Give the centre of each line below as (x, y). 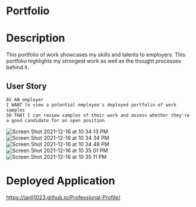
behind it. (18, 67)
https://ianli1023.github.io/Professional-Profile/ (63, 197)
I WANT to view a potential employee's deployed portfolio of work (91, 105)
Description (36, 38)
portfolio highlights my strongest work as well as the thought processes (94, 61)
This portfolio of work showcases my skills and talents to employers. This (96, 55)
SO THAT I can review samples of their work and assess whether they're (98, 115)
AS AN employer (25, 99)
